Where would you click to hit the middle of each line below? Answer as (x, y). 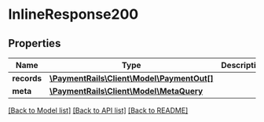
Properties (35, 43)
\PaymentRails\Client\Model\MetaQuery (126, 91)
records (27, 78)
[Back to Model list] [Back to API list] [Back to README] (98, 110)
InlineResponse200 (73, 14)
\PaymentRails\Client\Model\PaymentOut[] (132, 78)
